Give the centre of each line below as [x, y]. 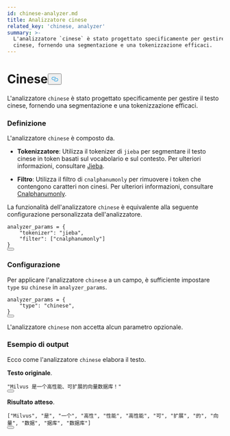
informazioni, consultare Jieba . [61, 166]
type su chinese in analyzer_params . [57, 287]
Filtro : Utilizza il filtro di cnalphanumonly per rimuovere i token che [109, 180]
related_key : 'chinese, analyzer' [56, 26]
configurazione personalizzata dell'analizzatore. [75, 215]
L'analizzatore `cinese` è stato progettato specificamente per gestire [119, 39]
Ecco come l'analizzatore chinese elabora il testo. [77, 359]
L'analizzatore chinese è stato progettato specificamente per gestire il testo [113, 98]
